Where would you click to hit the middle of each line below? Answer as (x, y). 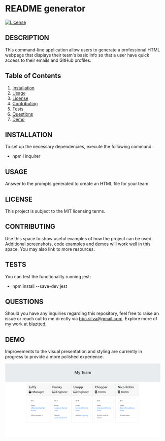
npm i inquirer (26, 156)
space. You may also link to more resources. (50, 249)
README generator (45, 9)
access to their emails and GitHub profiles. (48, 60)
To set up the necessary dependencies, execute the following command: (79, 147)
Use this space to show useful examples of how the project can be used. (79, 238)
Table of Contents (33, 76)
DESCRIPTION (27, 38)
